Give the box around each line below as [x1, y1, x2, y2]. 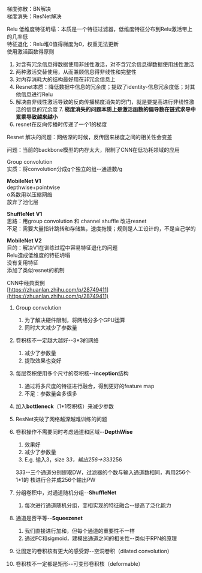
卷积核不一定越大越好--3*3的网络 [15, 337, 99, 344]
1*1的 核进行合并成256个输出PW [15, 476, 96, 483]
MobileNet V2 [7, 237, 43, 244]
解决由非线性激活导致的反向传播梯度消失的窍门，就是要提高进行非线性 [15, 98, 189, 105]
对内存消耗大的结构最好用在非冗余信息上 [15, 76, 116, 83]
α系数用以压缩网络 [7, 191, 53, 198]
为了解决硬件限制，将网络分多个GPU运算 [24, 317, 125, 323]
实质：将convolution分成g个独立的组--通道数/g [7, 166, 122, 172]
